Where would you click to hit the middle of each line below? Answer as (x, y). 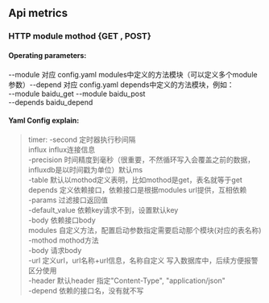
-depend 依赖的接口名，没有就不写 (86, 290)
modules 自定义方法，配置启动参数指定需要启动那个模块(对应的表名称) (145, 230)
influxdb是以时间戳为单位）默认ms (85, 169)
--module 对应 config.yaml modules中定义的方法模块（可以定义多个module (133, 74)
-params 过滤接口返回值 (68, 200)
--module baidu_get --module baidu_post (77, 93)
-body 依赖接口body (62, 220)
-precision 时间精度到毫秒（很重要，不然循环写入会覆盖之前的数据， (141, 160)
